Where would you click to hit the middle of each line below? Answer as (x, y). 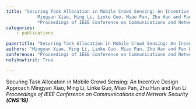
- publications (35, 33)
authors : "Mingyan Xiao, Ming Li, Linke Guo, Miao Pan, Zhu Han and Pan (96, 49)
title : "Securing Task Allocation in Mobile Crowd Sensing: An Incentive (98, 11)
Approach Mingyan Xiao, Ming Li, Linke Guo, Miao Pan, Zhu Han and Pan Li (96, 87)
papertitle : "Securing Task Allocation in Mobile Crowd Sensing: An (91, 44)
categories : (20, 28)
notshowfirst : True (30, 60)
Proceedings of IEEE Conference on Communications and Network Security (97, 94)
